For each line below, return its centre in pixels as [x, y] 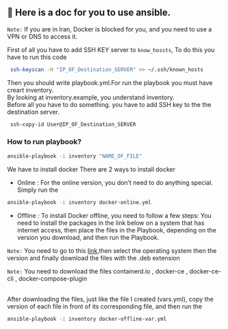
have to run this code [37, 57]
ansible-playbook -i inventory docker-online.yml [79, 202]
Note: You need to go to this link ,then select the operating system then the [112, 250]
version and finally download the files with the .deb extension [93, 258]
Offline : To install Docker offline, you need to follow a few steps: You [114, 215]
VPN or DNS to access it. [42, 36]
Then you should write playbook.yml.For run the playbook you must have [110, 82]
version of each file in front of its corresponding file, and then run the [105, 306]
